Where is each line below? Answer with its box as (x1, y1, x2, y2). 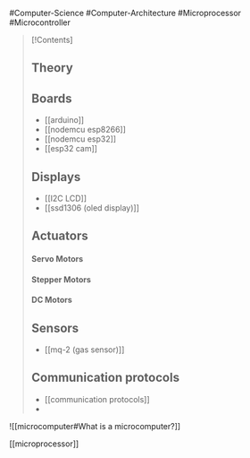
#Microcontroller (9, 17, 71, 28)
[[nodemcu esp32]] (44, 134, 117, 144)
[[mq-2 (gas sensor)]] (44, 344, 125, 355)
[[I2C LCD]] (44, 193, 87, 204)
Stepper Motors (30, 273, 92, 285)
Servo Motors (30, 254, 84, 264)
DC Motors (30, 295, 73, 306)
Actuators (30, 229, 88, 244)
